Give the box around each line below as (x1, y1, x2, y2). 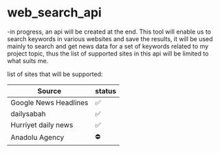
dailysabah (10, 108, 46, 118)
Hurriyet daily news (10, 120, 74, 130)
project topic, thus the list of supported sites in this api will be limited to (7, 49, 209, 58)
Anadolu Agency (10, 132, 64, 142)
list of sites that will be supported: (7, 70, 103, 78)
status (95, 86, 117, 95)
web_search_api (7, 5, 102, 21)
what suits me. (7, 56, 49, 64)
